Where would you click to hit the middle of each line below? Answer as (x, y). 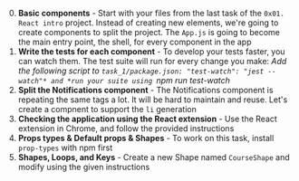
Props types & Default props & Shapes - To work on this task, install (146, 138)
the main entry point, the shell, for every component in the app (135, 42)
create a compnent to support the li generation (107, 109)
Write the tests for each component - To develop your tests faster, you (151, 52)
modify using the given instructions (84, 167)
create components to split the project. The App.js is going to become (149, 32)
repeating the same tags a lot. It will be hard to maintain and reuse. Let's (153, 100)
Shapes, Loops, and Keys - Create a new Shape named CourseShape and (154, 157)
